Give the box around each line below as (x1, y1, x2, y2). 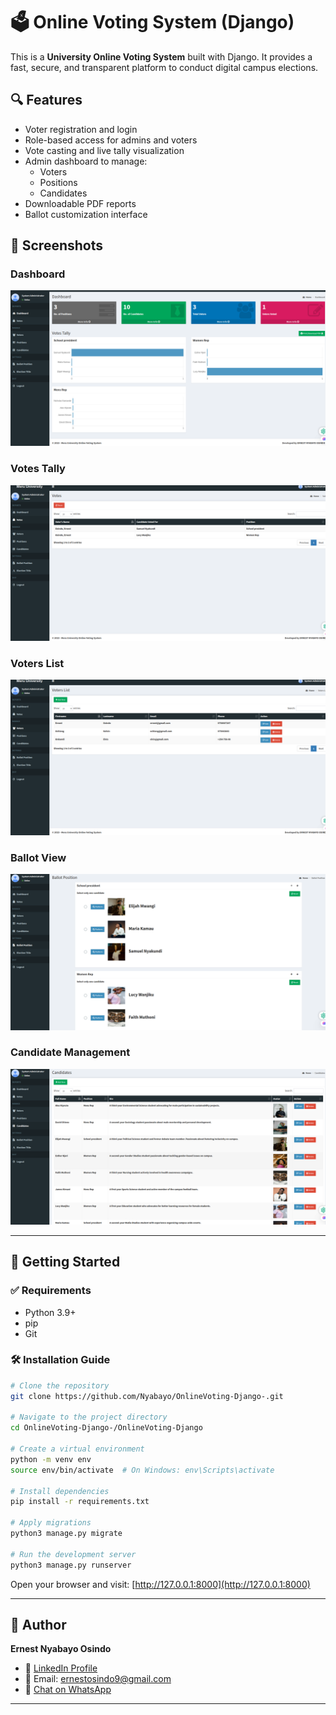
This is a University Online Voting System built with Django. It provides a (10, 50, 313, 63)
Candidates (39, 187, 88, 199)
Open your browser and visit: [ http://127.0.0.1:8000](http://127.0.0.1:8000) (10, 1578, 311, 1590)
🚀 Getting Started (10, 1254, 121, 1271)
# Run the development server (10, 1549, 137, 1559)
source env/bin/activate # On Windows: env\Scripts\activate (10, 1465, 275, 1475)
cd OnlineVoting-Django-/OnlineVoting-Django (10, 1423, 203, 1433)
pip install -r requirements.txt (10, 1497, 150, 1507)
